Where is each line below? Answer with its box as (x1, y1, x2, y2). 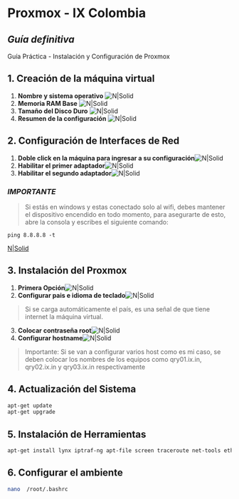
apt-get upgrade (7, 409, 55, 416)
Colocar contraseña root (17, 326, 92, 335)
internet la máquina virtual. (24, 312, 104, 321)
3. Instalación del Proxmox (7, 264, 127, 277)
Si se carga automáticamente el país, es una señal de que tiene (24, 304, 211, 313)
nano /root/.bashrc (7, 485, 69, 493)
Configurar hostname (17, 333, 83, 342)
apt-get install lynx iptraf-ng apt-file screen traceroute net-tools (7, 447, 221, 454)
